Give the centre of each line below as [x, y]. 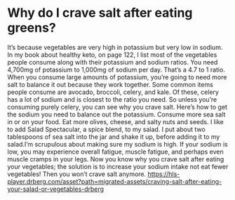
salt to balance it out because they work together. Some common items [110, 84]
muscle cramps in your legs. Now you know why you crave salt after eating [116, 159]
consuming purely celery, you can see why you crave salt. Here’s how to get [117, 107]
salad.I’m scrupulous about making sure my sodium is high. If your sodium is [117, 144]
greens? [32, 28]
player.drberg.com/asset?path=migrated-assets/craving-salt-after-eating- [115, 181]
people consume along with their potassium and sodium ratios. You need [113, 62]
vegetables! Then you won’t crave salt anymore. [77, 174]
